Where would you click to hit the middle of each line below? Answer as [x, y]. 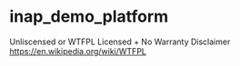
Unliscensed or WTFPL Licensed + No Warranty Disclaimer [120, 42]
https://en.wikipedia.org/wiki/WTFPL [78, 51]
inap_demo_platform [89, 17]
